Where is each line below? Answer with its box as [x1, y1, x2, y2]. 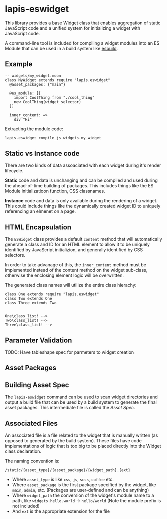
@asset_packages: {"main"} [9, 82, 66, 87]
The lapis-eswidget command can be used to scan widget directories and [5, 394, 158, 400]
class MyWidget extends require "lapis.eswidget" [5, 77, 111, 83]
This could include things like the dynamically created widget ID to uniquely [5, 203, 161, 209]
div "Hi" [14, 117, 32, 122]
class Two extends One [5, 296, 52, 301]
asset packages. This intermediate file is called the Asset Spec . [5, 405, 135, 411]
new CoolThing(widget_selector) [14, 99, 81, 104]
